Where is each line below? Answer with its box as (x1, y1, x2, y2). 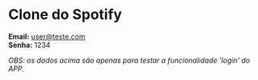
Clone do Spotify (8, 6, 123, 24)
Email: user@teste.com (8, 32, 86, 41)
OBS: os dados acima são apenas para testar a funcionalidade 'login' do (8, 55, 251, 65)
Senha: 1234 (8, 40, 50, 49)
